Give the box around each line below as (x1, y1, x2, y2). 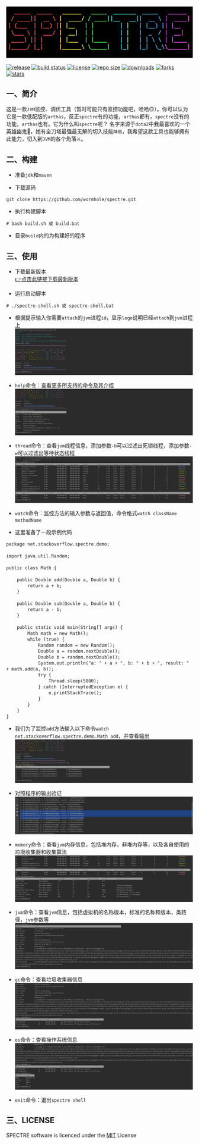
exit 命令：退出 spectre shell (14, 1096, 86, 1104)
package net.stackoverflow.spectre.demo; (6, 541, 110, 547)
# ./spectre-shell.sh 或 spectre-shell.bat (6, 303, 114, 309)
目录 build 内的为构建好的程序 (14, 232, 86, 239)
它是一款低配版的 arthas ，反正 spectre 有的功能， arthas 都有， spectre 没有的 (6, 113, 190, 120)
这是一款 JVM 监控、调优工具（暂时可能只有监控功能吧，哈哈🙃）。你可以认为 (6, 105, 188, 113)
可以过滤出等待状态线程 (17, 449, 75, 456)
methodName (14, 517, 42, 524)
